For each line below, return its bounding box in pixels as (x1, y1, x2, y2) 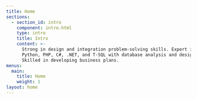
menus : (6, 62, 22, 69)
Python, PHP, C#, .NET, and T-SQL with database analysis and (21, 52, 177, 58)
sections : (6, 14, 30, 20)
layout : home (6, 84, 38, 90)
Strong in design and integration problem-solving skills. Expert (21, 47, 188, 52)
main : (11, 68, 25, 74)
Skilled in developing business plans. (21, 57, 119, 63)
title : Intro (16, 36, 49, 41)
